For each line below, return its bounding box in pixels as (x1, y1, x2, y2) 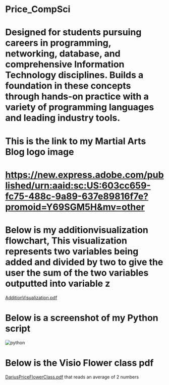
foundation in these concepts (5, 80, 131, 92)
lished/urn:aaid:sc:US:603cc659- (5, 180, 151, 191)
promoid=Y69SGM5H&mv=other (5, 201, 145, 213)
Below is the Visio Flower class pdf (5, 357, 154, 368)
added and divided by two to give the (5, 256, 163, 268)
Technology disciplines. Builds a (5, 70, 144, 81)
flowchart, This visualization (5, 235, 128, 246)
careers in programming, (5, 37, 111, 49)
